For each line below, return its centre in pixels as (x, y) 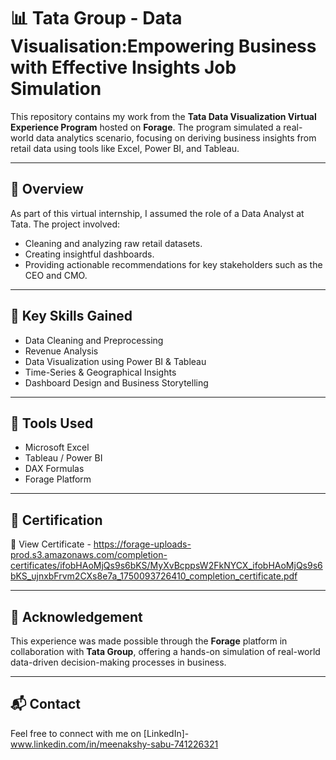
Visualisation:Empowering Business (163, 46)
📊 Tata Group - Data (96, 18)
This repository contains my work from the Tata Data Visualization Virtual (163, 116)
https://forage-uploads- (142, 544)
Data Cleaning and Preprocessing (94, 340)
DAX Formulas (54, 469)
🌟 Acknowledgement (76, 616)
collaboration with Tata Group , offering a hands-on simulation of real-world (165, 651)
